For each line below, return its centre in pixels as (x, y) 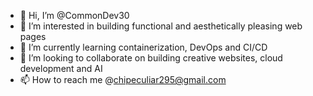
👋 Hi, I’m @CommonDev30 (74, 15)
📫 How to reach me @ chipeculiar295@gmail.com (123, 79)
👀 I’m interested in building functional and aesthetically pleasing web (161, 26)
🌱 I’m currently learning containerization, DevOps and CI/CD (143, 47)
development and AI (61, 68)
